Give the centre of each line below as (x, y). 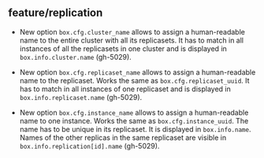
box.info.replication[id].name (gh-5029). (89, 145)
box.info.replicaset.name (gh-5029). (81, 97)
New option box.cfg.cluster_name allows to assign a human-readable (132, 31)
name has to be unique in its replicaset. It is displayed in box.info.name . (135, 129)
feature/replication (56, 13)
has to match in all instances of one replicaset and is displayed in (125, 89)
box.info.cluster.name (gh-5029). (75, 57)
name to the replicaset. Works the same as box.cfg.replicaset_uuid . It (134, 80)
